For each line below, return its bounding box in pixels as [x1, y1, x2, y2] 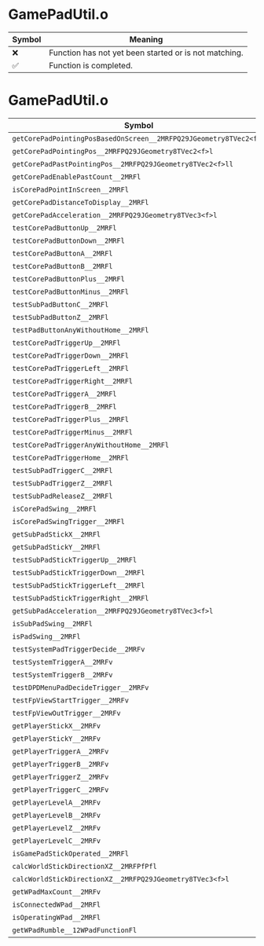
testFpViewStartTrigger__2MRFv [12, 695, 130, 705]
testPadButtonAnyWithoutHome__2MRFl [12, 325, 149, 335]
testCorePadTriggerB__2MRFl [12, 402, 117, 411]
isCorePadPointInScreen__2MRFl [12, 185, 130, 194]
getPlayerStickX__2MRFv [12, 721, 101, 730]
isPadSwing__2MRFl [12, 632, 81, 641]
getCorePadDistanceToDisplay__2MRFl [12, 198, 149, 207]
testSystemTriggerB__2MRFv [12, 670, 113, 679]
